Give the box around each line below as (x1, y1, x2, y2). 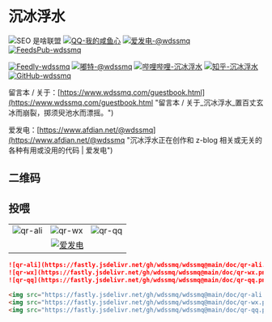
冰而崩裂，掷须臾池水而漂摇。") (8, 107, 114, 118)
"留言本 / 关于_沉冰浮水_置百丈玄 (155, 97, 264, 107)
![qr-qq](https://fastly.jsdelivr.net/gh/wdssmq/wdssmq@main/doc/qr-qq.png (8, 276, 270, 284)
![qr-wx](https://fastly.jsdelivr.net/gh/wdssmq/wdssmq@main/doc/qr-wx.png (8, 268, 270, 277)
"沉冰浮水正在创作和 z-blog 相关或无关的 (126, 135, 263, 144)
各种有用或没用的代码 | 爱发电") (8, 145, 113, 155)
